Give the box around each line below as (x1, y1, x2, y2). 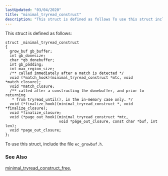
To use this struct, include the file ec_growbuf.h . (5, 141, 103, 147)
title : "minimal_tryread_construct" (5, 12, 81, 17)
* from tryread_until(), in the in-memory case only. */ (11, 97, 133, 102)
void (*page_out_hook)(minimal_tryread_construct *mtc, (9, 115, 128, 120)
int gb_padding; (9, 62, 43, 67)
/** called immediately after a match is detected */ (9, 71, 124, 76)
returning (5, 93, 26, 98)
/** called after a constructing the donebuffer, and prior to (9, 88, 144, 93)
